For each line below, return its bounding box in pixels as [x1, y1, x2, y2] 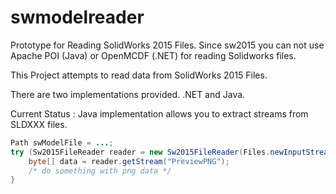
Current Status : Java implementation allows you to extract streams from [10, 107, 309, 120]
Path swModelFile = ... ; [10, 137, 114, 148]
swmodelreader [10, 6, 145, 29]
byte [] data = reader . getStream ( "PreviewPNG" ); [28, 156, 230, 166]
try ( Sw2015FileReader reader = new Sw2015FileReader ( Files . [10, 147, 271, 157]
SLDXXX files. [10, 118, 68, 130]
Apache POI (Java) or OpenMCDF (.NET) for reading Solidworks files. [10, 49, 297, 61]
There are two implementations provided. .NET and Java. [10, 88, 246, 100]
